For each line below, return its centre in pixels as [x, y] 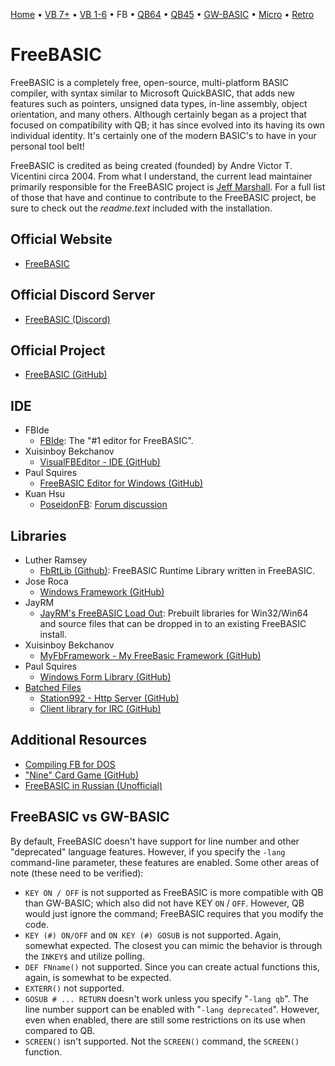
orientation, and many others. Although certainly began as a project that [158, 114]
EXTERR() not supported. [74, 988]
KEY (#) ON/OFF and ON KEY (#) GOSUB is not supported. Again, [153, 935]
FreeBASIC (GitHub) [66, 375]
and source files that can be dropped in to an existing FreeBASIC [173, 623]
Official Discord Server [83, 295]
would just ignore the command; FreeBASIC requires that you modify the [174, 913]
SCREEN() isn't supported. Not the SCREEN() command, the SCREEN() [162, 1041]
